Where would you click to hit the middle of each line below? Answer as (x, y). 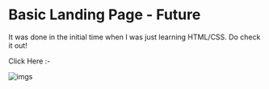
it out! (18, 45)
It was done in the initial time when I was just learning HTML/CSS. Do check (134, 37)
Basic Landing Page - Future (105, 15)
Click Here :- (29, 61)
